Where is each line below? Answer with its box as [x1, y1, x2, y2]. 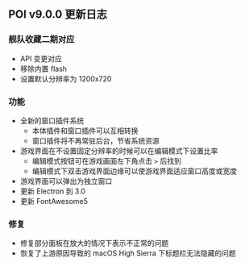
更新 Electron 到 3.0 [19, 186, 86, 196]
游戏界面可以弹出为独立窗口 [19, 176, 113, 185]
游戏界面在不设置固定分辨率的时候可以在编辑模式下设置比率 [19, 146, 218, 156]
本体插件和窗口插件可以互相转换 [31, 126, 139, 135]
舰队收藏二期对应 [8, 34, 75, 45]
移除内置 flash [19, 64, 67, 73]
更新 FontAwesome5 [19, 196, 89, 206]
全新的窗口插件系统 [19, 115, 85, 125]
